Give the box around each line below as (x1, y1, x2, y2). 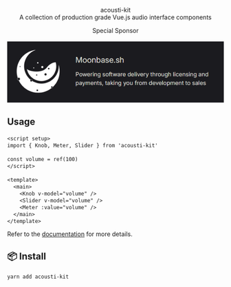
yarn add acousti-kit (7, 273, 69, 280)
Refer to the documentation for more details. (7, 230, 133, 238)
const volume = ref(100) (7, 156, 78, 162)
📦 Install (7, 251, 47, 262)
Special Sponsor (92, 27, 139, 34)
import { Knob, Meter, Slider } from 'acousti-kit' (7, 142, 158, 149)
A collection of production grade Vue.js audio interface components (19, 13, 212, 21)
